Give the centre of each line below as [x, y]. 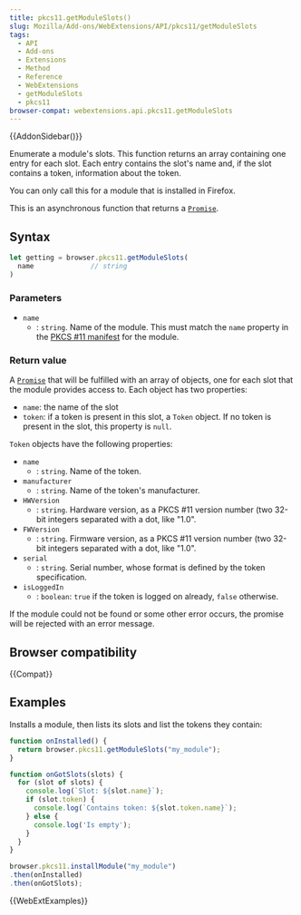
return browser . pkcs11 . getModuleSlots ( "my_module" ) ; [119, 749]
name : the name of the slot [71, 407]
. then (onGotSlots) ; [46, 884]
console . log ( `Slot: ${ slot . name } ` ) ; [95, 791]
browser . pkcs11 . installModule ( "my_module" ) [93, 867]
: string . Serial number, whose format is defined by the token [150, 568]
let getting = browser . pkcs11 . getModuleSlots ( [99, 258]
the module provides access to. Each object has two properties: [128, 390]
